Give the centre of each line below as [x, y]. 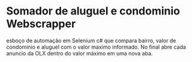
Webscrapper [41, 24]
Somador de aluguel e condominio [93, 11]
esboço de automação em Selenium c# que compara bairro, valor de [91, 40]
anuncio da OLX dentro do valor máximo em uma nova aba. [79, 53]
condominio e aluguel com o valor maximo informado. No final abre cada [96, 47]
